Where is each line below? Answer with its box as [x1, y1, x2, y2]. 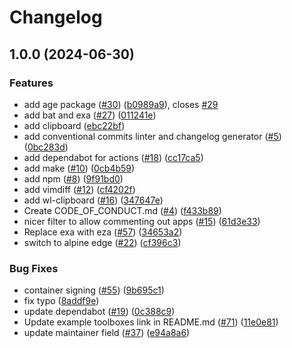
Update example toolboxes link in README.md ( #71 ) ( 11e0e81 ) [23, 316, 279, 328]
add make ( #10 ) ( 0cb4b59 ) [23, 162, 136, 174]
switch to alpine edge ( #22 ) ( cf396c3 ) [23, 236, 182, 248]
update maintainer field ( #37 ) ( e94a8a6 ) [23, 327, 191, 339]
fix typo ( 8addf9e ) [23, 295, 100, 307]
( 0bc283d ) [23, 141, 69, 153]
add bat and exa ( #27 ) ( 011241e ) [23, 109, 157, 121]
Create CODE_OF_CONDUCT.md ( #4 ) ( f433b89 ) [23, 204, 222, 216]
